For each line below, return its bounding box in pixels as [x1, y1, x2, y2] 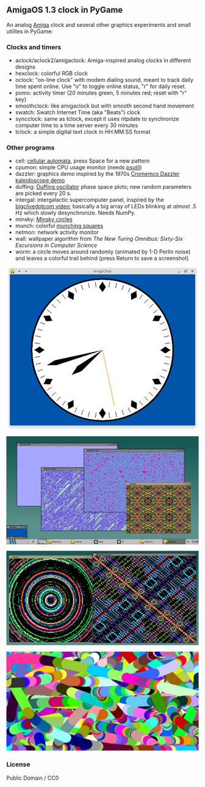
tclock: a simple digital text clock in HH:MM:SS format [15, 128, 151, 136]
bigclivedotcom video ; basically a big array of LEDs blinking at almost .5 [15, 203, 196, 210]
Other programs [6, 144, 55, 152]
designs [15, 64, 35, 71]
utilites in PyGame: [6, 27, 54, 35]
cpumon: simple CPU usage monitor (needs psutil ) [15, 164, 142, 171]
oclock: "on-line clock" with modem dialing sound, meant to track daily [15, 76, 194, 84]
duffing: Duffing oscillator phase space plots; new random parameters [15, 183, 192, 191]
